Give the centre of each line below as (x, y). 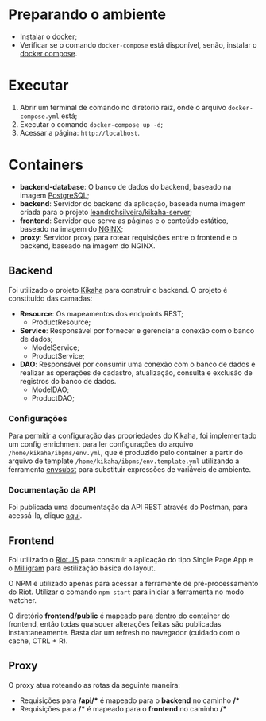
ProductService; (58, 355)
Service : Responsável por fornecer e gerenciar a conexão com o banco (137, 330)
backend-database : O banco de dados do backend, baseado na (125, 186)
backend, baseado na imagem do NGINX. (88, 245)
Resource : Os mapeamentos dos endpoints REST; (102, 313)
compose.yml (39, 117)
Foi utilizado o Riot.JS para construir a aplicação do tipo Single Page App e (131, 560)
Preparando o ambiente (87, 15)
